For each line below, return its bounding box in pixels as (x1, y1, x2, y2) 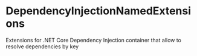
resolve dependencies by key (5, 43, 79, 50)
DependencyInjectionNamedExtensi (5, 4, 192, 18)
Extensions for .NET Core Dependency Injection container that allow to (5, 36, 182, 43)
